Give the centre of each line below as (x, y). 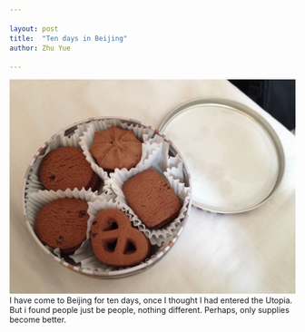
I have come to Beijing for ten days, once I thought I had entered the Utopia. (151, 300)
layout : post (34, 29)
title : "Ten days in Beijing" (69, 38)
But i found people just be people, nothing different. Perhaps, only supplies (150, 310)
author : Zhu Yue (40, 48)
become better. (38, 320)
